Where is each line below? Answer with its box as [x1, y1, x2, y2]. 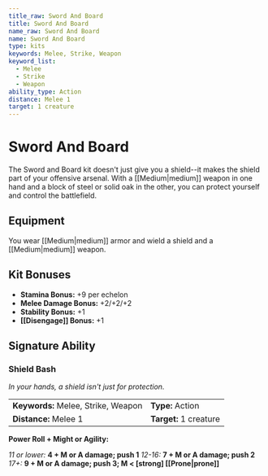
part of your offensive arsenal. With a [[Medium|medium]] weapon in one [8, 173, 253, 183]
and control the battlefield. [8, 190, 97, 200]
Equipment [8, 214, 65, 228]
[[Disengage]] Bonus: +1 [19, 315, 104, 325]
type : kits [8, 42, 45, 50]
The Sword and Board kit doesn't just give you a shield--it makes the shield [8, 164, 260, 175]
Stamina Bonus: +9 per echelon [19, 290, 128, 299]
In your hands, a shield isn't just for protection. [8, 382, 165, 391]
